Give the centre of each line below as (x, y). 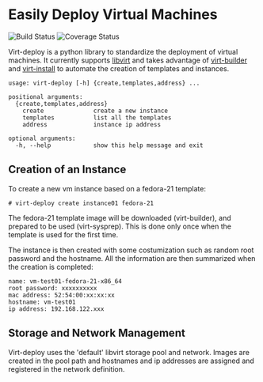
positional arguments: (46, 96)
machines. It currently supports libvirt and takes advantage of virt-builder (128, 60)
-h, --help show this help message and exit (109, 145)
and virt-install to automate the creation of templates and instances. (119, 68)
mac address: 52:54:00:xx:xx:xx (61, 295)
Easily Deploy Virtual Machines (113, 15)
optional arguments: (42, 138)
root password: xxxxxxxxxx (53, 288)
